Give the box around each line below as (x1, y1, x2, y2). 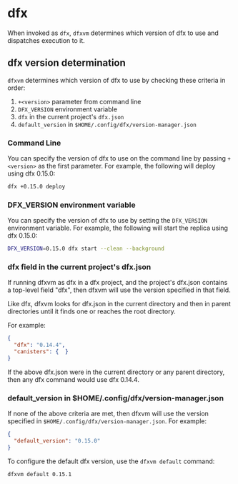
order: (7, 84, 26, 92)
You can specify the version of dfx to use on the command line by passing (7, 154, 227, 163)
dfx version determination (7, 57, 127, 69)
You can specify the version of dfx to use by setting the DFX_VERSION (7, 216, 208, 225)
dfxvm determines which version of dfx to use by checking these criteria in (7, 76, 226, 84)
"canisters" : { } (14, 348, 69, 356)
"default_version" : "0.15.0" (14, 438, 101, 445)
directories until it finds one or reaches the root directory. (7, 307, 177, 316)
